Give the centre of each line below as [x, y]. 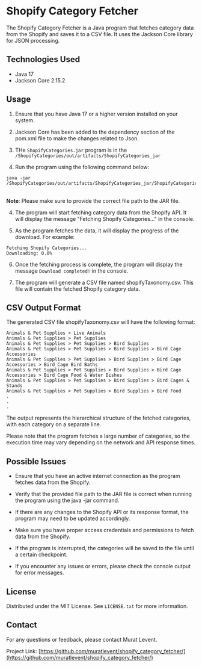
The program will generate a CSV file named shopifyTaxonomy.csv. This [104, 282]
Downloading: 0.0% [29, 253]
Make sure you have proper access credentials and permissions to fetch [104, 530]
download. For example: [45, 237]
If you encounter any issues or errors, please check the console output [103, 566]
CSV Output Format [44, 307]
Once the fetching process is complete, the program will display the [99, 264]
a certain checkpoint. [41, 554]
